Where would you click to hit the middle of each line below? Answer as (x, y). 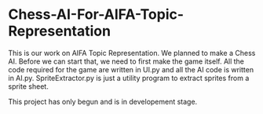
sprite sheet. (28, 86)
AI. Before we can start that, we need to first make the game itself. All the (126, 61)
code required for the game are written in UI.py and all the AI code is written (131, 69)
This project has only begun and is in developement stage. (103, 101)
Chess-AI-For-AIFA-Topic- (96, 15)
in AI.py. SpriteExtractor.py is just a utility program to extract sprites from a (129, 78)
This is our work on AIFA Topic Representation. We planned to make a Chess (132, 53)
